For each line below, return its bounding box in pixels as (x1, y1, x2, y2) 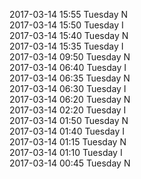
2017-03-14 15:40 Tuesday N (9, 30, 129, 41)
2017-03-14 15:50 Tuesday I (9, 19, 124, 31)
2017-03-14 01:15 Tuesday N (9, 136, 127, 148)
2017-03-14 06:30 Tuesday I (9, 83, 127, 94)
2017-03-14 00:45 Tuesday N (9, 157, 131, 169)
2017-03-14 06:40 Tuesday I (9, 62, 127, 73)
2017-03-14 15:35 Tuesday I (9, 40, 124, 52)
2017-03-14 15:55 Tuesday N (9, 9, 129, 20)
